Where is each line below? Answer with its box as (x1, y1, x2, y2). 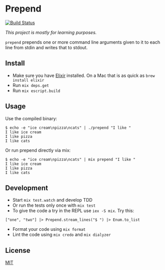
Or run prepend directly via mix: (5, 147, 71, 153)
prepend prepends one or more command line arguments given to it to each (5, 39, 160, 45)
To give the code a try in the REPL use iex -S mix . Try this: (12, 208, 134, 214)
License (5, 246, 31, 254)
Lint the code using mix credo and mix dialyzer (12, 232, 111, 238)
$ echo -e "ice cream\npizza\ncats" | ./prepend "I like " (5, 125, 131, 130)
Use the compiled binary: (5, 115, 58, 121)
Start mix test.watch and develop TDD (12, 197, 93, 203)
